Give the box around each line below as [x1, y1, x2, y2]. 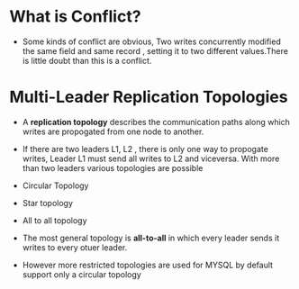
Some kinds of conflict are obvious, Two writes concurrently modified [22, 36, 281, 47]
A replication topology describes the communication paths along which [22, 116, 291, 127]
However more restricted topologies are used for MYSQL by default [22, 259, 273, 270]
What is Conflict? [9, 6, 141, 27]
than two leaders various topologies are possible [22, 162, 204, 173]
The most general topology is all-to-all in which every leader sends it [22, 232, 280, 243]
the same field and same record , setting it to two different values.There [22, 45, 288, 56]
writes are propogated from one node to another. [22, 126, 204, 137]
